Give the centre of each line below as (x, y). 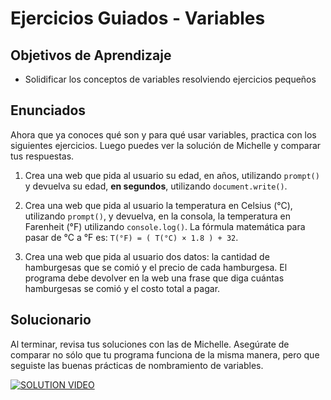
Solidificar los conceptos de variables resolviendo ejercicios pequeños (170, 79)
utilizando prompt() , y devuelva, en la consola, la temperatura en (158, 216)
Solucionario (51, 320)
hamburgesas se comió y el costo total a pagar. (122, 288)
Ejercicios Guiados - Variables (138, 18)
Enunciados (48, 110)
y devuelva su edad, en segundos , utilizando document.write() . (156, 186)
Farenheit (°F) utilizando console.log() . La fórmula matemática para (165, 226)
